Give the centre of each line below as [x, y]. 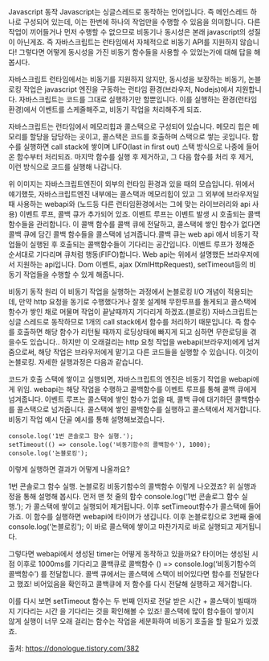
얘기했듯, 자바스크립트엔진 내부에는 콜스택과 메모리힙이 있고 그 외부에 [116, 194]
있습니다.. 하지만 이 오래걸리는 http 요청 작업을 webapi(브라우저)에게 [137, 342]
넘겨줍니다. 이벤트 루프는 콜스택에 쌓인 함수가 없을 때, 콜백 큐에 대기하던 [120, 399]
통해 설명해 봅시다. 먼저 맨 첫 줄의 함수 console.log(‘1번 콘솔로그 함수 [131, 496]
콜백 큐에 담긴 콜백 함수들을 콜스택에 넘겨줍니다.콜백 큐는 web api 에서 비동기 [129, 234]
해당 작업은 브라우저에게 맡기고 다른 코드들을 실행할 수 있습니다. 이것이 [149, 352]
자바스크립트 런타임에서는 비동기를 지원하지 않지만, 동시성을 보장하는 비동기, [127, 79]
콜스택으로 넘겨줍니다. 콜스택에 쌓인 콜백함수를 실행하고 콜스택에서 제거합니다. [139, 409]
